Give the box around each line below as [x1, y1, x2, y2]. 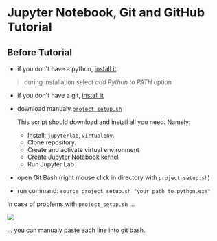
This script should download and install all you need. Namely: [16, 118, 191, 126]
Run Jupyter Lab [27, 160, 74, 168]
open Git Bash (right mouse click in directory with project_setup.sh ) [16, 173, 211, 181]
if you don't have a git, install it [16, 91, 104, 99]
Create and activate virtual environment [27, 146, 139, 153]
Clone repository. [27, 138, 77, 147]
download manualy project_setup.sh [16, 105, 122, 112]
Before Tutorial [7, 47, 72, 58]
